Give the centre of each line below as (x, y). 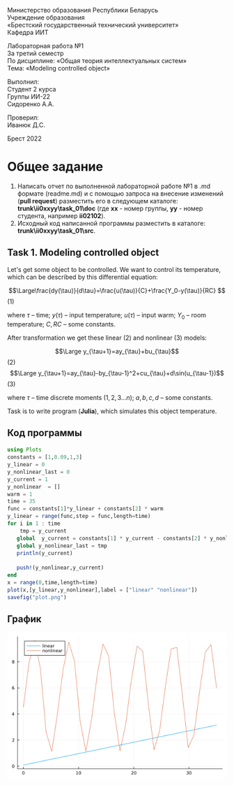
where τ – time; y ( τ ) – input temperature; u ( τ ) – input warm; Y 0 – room (107, 316)
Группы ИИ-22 (29, 96)
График (24, 619)
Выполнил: (23, 82)
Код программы (45, 433)
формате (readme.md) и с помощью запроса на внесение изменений (120, 193)
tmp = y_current (44, 531)
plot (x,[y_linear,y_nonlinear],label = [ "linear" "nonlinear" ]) (102, 590)
